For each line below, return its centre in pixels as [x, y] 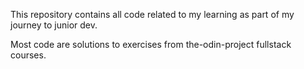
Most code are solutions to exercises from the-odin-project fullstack [151, 44]
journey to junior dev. [54, 25]
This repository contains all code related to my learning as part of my [152, 14]
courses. [28, 55]
